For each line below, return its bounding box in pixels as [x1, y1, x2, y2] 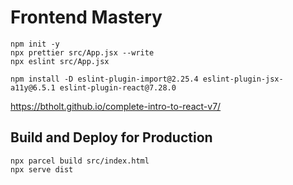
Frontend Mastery [10, 6, 163, 29]
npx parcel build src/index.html [10, 156, 150, 166]
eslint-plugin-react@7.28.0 [59, 82, 177, 93]
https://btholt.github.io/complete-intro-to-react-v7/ [10, 100, 222, 112]
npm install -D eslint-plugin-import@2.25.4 [10, 74, 199, 84]
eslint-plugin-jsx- [202, 74, 284, 84]
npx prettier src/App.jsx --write [10, 47, 155, 58]
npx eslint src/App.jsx [10, 56, 110, 66]
